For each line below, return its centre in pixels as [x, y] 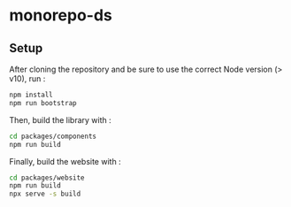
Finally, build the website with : [65, 161]
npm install [31, 95]
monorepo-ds [61, 15]
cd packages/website [47, 178]
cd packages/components [53, 136]
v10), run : [27, 79]
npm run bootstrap [43, 103]
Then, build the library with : [61, 119]
